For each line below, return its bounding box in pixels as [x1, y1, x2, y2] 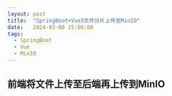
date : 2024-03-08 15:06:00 [7, 23, 94, 31]
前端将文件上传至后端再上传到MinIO [7, 78, 166, 90]
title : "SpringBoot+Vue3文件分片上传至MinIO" [7, 17, 141, 24]
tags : [7, 30, 23, 38]
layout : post [7, 10, 46, 18]
